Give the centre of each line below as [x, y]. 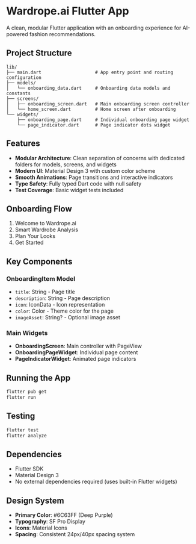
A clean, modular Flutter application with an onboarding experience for [94, 28]
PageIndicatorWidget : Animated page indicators [75, 359]
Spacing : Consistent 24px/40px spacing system [75, 534]
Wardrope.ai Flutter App [68, 11]
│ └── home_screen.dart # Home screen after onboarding [91, 109]
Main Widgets [27, 333]
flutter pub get [26, 392]
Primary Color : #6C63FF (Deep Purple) [64, 515]
